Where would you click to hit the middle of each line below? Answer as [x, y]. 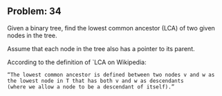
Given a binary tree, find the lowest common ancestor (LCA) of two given [111, 28]
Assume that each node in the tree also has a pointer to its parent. [101, 48]
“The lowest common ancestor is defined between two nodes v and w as [111, 75]
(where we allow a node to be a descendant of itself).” [91, 87]
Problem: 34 [34, 11]
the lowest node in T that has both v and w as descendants [96, 81]
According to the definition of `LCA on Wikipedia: [77, 62]
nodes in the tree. [32, 35]
